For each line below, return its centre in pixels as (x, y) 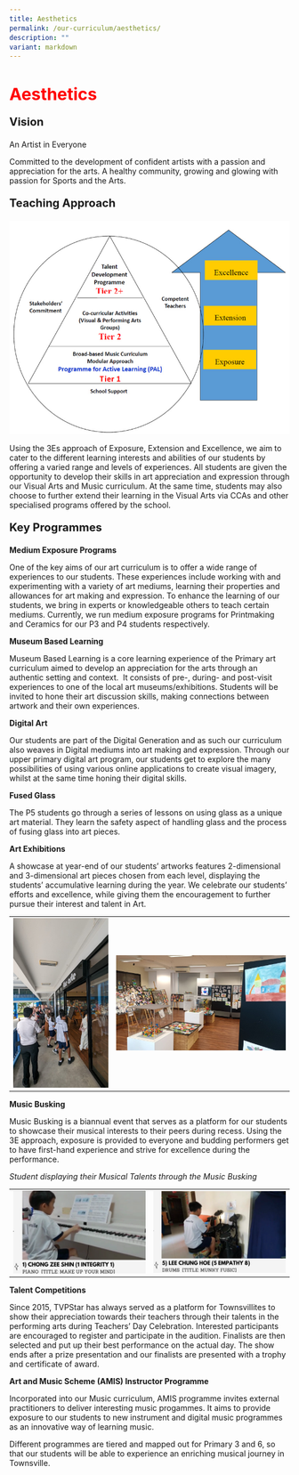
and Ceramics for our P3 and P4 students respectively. (110, 624)
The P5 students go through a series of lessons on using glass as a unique (146, 813)
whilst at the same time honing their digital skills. (98, 778)
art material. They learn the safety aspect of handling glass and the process (148, 823)
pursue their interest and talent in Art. (78, 904)
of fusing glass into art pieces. (65, 831)
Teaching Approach (63, 203)
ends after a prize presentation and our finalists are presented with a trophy (148, 1355)
